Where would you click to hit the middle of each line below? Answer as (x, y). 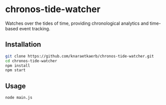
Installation (23, 45)
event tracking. (35, 28)
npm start (16, 70)
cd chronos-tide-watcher (31, 61)
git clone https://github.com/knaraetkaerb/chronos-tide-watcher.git (80, 56)
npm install (18, 66)
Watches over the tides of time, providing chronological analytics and (77, 23)
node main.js (19, 98)
